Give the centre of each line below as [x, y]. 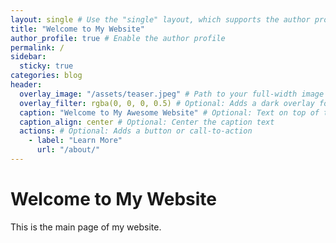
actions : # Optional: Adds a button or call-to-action [136, 131]
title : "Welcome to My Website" [77, 29]
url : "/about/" [68, 150]
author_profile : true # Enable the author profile [118, 38]
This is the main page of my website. [86, 227]
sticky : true [46, 66]
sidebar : [28, 57]
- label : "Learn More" [75, 141]
